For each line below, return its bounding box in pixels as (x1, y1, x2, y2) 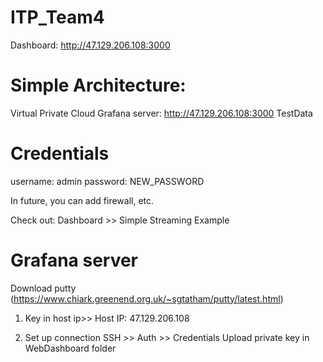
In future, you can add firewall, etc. (10, 194, 155, 206)
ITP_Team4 (10, 6, 105, 29)
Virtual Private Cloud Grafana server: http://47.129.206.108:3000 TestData (10, 107, 313, 119)
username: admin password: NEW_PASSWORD (10, 175, 205, 187)
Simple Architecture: (10, 74, 187, 97)
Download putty (10, 282, 77, 294)
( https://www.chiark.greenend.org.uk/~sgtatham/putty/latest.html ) (10, 292, 284, 305)
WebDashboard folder (24, 342, 117, 354)
